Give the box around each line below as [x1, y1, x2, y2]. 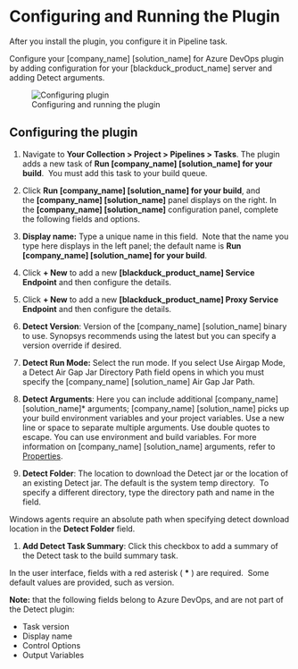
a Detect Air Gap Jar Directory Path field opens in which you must [21, 367, 265, 377]
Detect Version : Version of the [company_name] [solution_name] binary [21, 320, 287, 332]
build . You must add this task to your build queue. [21, 167, 208, 178]
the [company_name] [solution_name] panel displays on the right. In [21, 194, 277, 205]
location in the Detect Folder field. [9, 523, 136, 534]
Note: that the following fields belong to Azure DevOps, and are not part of [9, 594, 284, 605]
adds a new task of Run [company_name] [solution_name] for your [21, 158, 273, 169]
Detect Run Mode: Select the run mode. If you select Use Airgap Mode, [21, 357, 286, 368]
